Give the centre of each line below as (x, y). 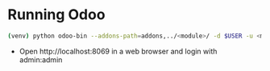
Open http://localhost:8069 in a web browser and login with (118, 51)
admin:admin (41, 59)
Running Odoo (56, 15)
